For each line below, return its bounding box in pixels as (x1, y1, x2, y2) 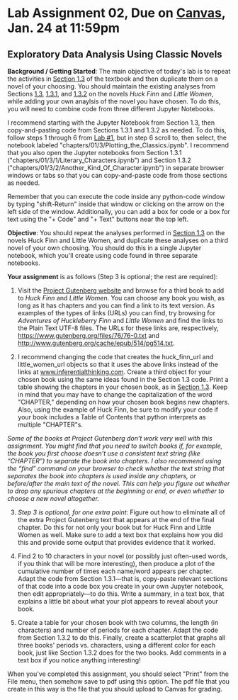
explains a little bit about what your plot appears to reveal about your (17, 597, 218, 605)
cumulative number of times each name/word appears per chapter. (17, 567, 214, 575)
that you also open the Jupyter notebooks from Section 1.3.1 (7, 149, 182, 157)
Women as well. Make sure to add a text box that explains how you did (17, 531, 223, 539)
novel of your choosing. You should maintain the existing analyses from (7, 82, 216, 90)
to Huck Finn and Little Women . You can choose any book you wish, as (17, 294, 225, 302)
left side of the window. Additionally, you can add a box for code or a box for (7, 208, 230, 215)
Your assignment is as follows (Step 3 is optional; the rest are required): (7, 273, 218, 281)
